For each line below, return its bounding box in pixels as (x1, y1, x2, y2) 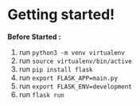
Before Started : (7, 32, 61, 41)
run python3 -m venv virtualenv (18, 47, 125, 57)
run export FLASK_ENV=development (18, 81, 133, 91)
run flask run (18, 89, 64, 99)
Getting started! (7, 6, 115, 24)
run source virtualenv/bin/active (18, 56, 133, 65)
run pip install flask (18, 64, 93, 73)
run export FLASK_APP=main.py (18, 73, 119, 82)
